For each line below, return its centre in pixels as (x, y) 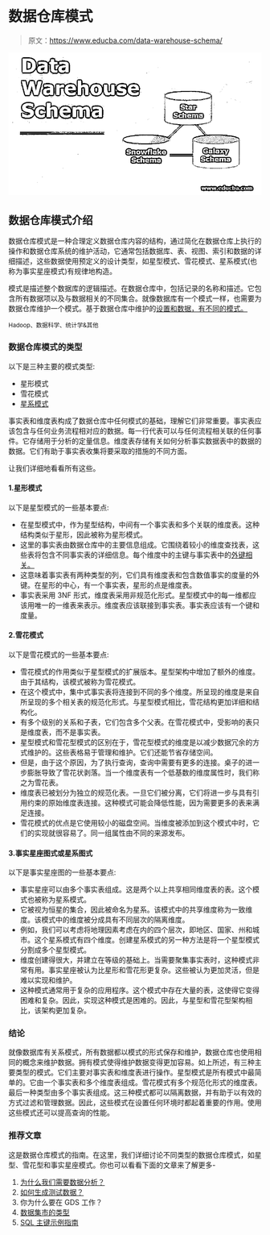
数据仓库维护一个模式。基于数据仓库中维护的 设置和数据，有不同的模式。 (128, 309)
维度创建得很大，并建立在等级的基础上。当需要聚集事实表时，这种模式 (136, 960)
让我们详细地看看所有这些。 (54, 468)
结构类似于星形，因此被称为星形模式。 (83, 534)
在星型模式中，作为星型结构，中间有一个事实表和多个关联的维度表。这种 (139, 524)
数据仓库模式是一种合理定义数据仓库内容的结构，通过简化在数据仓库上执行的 (135, 241)
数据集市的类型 (45, 1212)
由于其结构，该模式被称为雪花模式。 (80, 681)
